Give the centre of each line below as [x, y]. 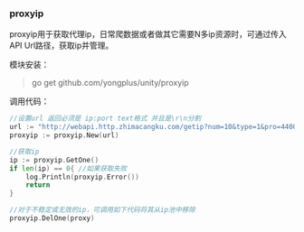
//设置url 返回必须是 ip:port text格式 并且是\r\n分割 [105, 119]
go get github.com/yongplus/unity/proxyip [110, 83]
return [38, 185]
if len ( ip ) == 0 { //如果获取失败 [68, 168]
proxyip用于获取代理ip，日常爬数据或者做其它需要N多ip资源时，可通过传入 [148, 34]
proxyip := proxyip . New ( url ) [64, 135]
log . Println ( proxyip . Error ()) [83, 177]
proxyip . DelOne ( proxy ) [52, 218]
